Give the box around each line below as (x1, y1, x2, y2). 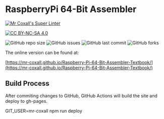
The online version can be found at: (5, 49, 79, 55)
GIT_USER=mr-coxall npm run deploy (5, 107, 82, 114)
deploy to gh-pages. (5, 98, 48, 104)
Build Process (5, 79, 49, 88)
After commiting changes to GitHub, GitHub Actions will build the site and (5, 92, 158, 99)
